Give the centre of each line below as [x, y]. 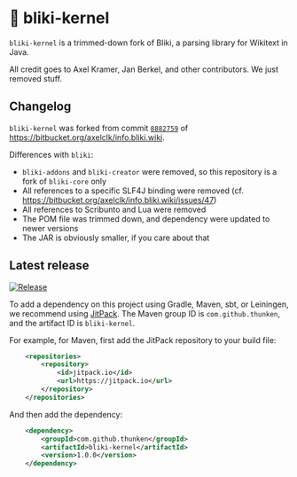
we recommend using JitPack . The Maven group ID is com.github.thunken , [145, 313]
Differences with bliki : [51, 154]
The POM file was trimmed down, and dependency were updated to [146, 219]
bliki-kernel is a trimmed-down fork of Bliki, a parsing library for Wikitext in [148, 43]
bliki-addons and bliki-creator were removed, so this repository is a [149, 171]
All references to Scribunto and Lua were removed [114, 209]
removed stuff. [36, 78]
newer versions [50, 228]
